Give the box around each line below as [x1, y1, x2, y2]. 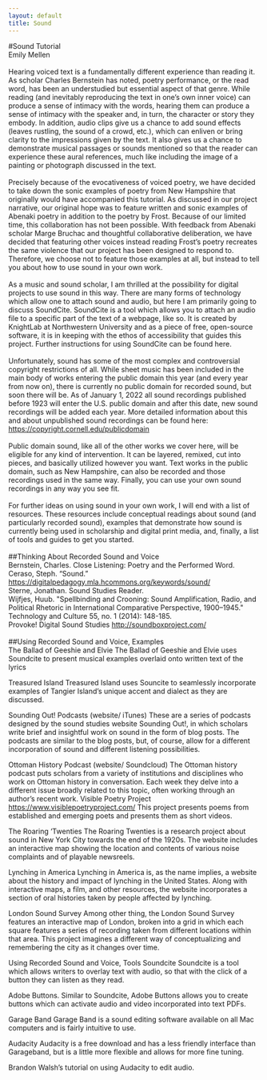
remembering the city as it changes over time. [8, 942, 160, 952]
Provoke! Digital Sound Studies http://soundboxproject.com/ [8, 620, 206, 629]
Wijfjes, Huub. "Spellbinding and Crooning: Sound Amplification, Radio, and [8, 594, 257, 604]
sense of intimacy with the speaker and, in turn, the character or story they [8, 109, 255, 118]
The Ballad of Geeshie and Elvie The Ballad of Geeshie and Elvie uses [8, 645, 237, 655]
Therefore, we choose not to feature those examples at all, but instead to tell [8, 254, 260, 263]
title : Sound [8, 19, 52, 27]
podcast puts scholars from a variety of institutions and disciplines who [8, 768, 244, 777]
